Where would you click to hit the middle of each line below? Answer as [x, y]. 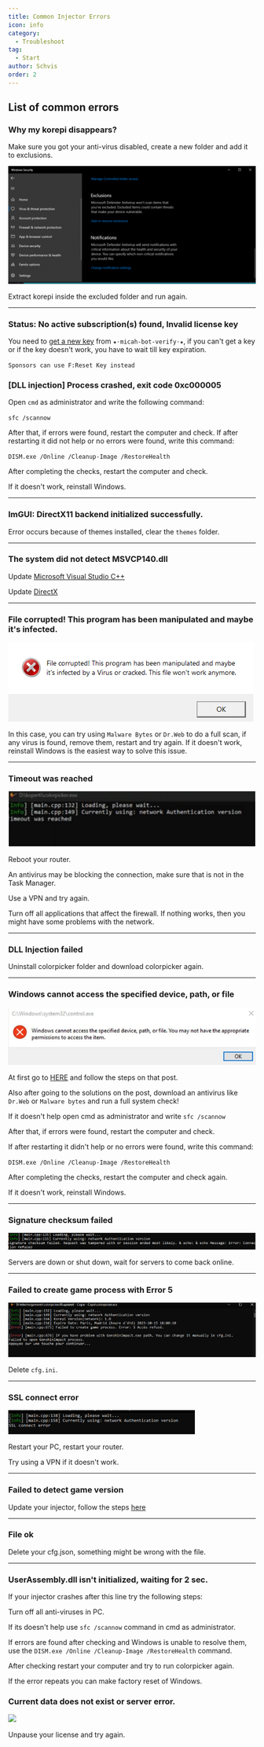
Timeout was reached [51, 779]
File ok [21, 1535]
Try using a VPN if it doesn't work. [64, 1463]
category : [24, 33]
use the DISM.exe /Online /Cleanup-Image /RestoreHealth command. [120, 1651]
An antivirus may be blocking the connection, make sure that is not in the [126, 875]
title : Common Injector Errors [59, 17]
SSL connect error [44, 1397]
